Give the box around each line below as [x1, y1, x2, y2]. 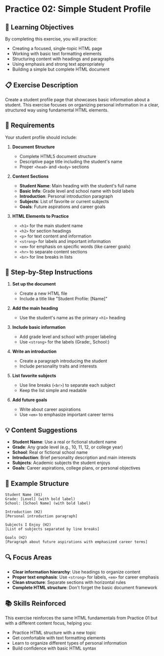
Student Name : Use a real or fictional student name [12, 439, 117, 445]
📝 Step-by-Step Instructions [5, 268, 93, 277]
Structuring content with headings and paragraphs [12, 56, 114, 62]
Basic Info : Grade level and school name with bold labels [19, 188, 135, 194]
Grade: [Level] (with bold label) [5, 497, 76, 501]
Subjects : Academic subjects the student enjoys [12, 460, 111, 466]
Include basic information [12, 324, 66, 330]
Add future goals [12, 397, 47, 403]
